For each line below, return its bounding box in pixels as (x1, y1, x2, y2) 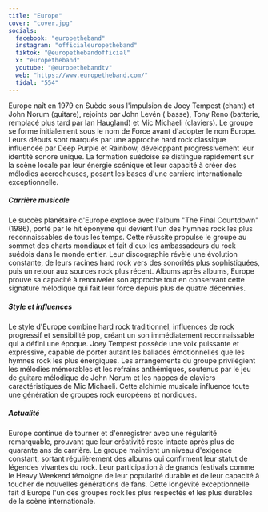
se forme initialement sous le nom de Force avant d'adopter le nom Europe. (8, 126, 257, 136)
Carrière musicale (8, 195, 70, 205)
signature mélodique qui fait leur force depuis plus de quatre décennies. (8, 283, 246, 293)
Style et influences (8, 302, 73, 312)
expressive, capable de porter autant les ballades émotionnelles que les (8, 347, 246, 357)
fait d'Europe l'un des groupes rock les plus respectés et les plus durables (8, 488, 254, 498)
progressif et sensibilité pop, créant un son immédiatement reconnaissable (8, 330, 254, 340)
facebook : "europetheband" (15, 34, 106, 42)
